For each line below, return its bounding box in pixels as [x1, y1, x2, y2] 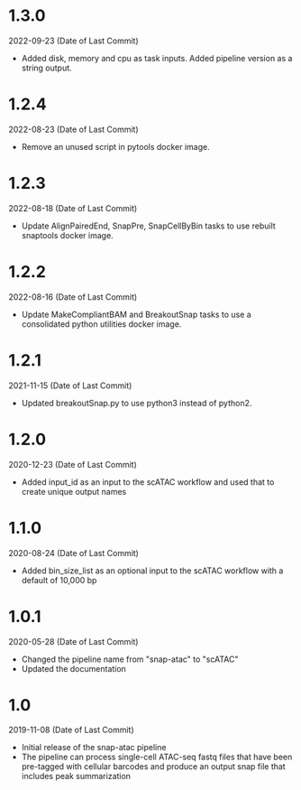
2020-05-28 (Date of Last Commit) [8, 636, 139, 646]
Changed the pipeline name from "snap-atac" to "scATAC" [21, 654, 239, 665]
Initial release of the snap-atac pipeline [21, 742, 167, 753]
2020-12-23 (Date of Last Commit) [8, 459, 137, 469]
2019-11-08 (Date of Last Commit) [8, 724, 134, 736]
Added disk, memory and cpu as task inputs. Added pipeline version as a [21, 52, 293, 63]
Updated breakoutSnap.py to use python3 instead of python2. [21, 397, 252, 408]
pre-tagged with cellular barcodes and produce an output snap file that [21, 761, 286, 772]
